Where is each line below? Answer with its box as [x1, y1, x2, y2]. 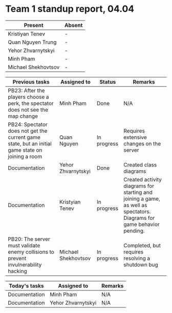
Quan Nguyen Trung [8, 38, 57, 46]
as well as [123, 201, 147, 208]
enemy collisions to [8, 248, 55, 255]
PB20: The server [8, 235, 50, 242]
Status [99, 78, 116, 85]
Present [24, 22, 44, 29]
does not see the [8, 106, 49, 113]
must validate [8, 242, 40, 249]
